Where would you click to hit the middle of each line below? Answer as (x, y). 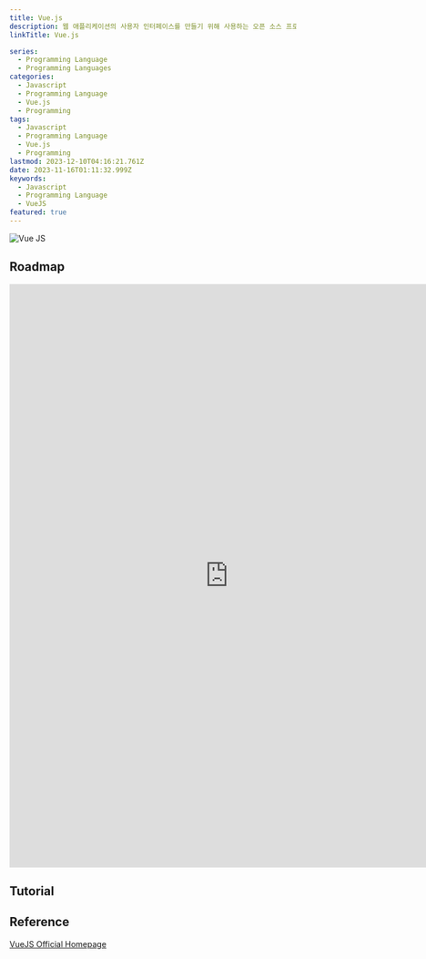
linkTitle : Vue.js (44, 35)
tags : (20, 119)
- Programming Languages (65, 68)
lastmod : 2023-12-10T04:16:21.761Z (77, 161)
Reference (40, 922)
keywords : (28, 179)
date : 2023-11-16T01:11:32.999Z (71, 170)
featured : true (38, 212)
